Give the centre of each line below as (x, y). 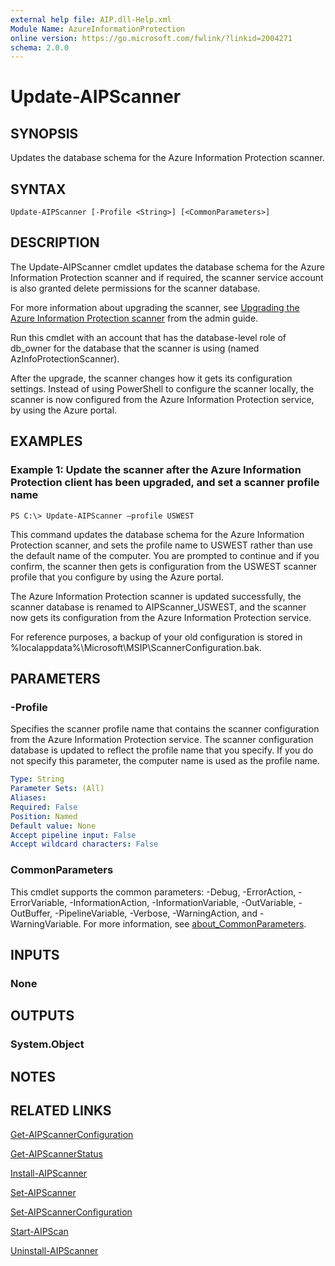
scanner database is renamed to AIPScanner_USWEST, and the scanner (158, 607)
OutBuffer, (31, 913)
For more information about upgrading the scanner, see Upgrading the (155, 307)
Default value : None (53, 826)
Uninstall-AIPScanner (54, 1251)
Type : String (37, 779)
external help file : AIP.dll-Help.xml (91, 19)
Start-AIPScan (39, 1232)
